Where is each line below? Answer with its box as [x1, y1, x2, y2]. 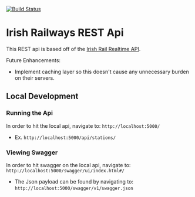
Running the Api [6, 109, 53, 117]
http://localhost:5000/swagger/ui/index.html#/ [6, 168, 125, 174]
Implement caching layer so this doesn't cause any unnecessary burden [14, 68, 189, 75]
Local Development [6, 91, 79, 101]
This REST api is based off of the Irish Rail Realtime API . [6, 45, 141, 52]
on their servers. [14, 74, 55, 81]
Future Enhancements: [6, 56, 60, 64]
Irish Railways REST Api [6, 26, 125, 39]
